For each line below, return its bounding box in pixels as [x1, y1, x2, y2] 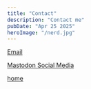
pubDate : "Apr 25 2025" [7, 23, 76, 29]
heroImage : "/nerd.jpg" [7, 29, 76, 36]
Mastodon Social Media [7, 61, 74, 69]
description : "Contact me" [7, 16, 85, 23]
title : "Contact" [7, 10, 57, 17]
